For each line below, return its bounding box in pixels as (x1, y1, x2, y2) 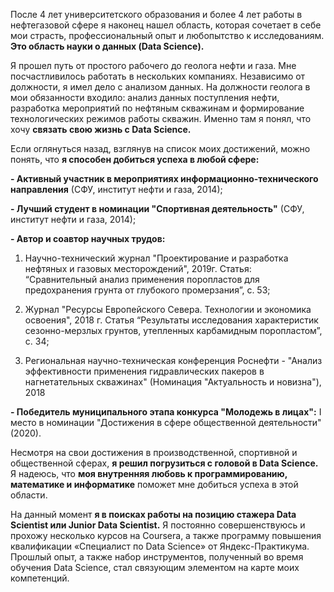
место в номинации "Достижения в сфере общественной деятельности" (10, 417, 322, 428)
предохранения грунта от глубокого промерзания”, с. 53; (24, 284, 271, 296)
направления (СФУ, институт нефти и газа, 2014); (10, 184, 223, 195)
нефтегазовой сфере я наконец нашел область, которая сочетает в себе (10, 19, 322, 31)
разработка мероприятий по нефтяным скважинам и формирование (10, 102, 305, 114)
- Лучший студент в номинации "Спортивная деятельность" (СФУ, (10, 203, 305, 214)
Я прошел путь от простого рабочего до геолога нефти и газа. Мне (10, 60, 297, 71)
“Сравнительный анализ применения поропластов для (24, 274, 260, 285)
